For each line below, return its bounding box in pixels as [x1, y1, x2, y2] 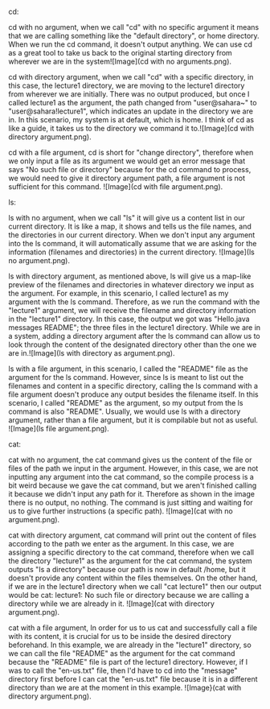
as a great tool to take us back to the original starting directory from [8, 48, 233, 57]
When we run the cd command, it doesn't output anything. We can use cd [8, 39, 253, 49]
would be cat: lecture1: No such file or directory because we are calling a [8, 591, 250, 600]
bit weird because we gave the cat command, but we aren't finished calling [8, 480, 257, 490]
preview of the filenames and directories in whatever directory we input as [8, 280, 255, 289]
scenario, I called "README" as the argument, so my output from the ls [8, 398, 243, 407]
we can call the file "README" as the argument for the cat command [8, 649, 235, 658]
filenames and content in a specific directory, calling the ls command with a [8, 381, 259, 390]
